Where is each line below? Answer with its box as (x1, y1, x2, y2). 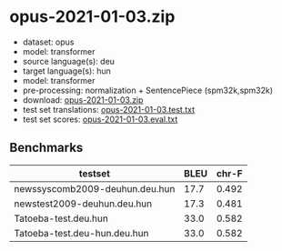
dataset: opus (22, 36, 75, 47)
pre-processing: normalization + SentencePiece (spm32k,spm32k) (22, 85, 274, 95)
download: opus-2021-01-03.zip (22, 94, 144, 105)
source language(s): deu (22, 55, 116, 66)
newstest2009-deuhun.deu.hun (14, 197, 153, 210)
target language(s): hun (22, 65, 112, 76)
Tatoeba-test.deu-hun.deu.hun (14, 226, 149, 239)
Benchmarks (9, 140, 84, 156)
